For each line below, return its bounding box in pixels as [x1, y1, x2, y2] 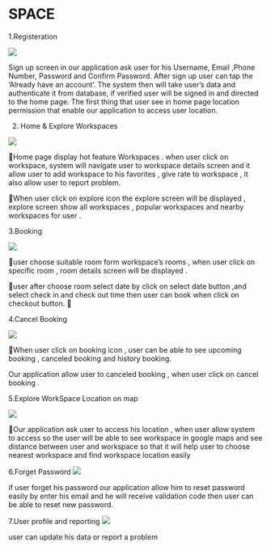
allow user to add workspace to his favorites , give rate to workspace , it [8, 169, 248, 179]
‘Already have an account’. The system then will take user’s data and [8, 79, 236, 89]
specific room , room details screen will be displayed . [8, 265, 188, 275]
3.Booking [8, 226, 43, 235]
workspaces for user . [8, 210, 82, 220]
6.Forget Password [8, 467, 71, 476]
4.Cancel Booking [8, 314, 67, 324]
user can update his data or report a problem [8, 531, 158, 542]
